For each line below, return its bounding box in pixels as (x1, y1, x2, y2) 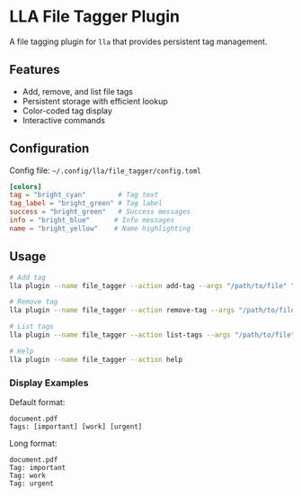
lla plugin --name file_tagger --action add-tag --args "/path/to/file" (9, 281, 288, 290)
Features (9, 62, 60, 77)
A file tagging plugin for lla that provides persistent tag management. (9, 36, 268, 47)
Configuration (9, 141, 90, 157)
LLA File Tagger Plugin (9, 6, 180, 27)
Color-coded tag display (22, 105, 112, 116)
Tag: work (9, 471, 47, 480)
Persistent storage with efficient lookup (22, 95, 168, 106)
